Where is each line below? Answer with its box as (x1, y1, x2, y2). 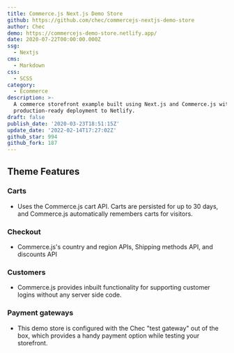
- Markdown (13, 62, 45, 69)
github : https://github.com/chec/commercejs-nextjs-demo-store (7, 17, 195, 24)
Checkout (7, 227, 41, 237)
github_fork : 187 (7, 140, 58, 147)
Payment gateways (7, 308, 74, 317)
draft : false (7, 113, 45, 120)
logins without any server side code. (17, 290, 122, 299)
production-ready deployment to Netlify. (13, 107, 136, 114)
